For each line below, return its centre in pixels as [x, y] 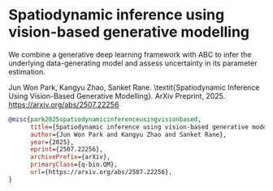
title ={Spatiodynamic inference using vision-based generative [139, 127]
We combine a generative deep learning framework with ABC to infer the [130, 54]
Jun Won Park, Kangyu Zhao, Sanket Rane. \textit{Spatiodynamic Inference [134, 87]
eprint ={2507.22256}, [67, 150]
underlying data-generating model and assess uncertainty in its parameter [133, 63]
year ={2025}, [52, 142]
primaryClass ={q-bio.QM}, [74, 165]
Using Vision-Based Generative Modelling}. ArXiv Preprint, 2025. [117, 95]
